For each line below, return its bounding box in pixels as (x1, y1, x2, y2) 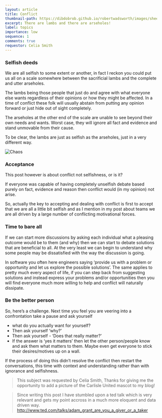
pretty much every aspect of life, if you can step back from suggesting (5, 269, 146, 275)
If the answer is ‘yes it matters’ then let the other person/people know (12, 338, 150, 344)
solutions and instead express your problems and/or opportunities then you (5, 275, 155, 280)
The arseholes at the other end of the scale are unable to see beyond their (5, 114, 153, 120)
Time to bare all (5, 223, 42, 230)
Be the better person (5, 297, 54, 304)
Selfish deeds (5, 59, 38, 66)
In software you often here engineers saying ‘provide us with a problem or (5, 259, 152, 265)
